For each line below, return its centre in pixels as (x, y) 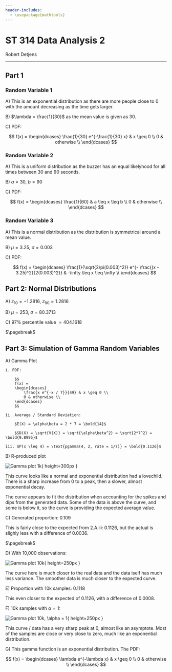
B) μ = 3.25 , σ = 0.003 (29, 247)
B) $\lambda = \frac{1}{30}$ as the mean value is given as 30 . (71, 117)
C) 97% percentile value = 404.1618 (44, 322)
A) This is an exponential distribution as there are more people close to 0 (82, 101)
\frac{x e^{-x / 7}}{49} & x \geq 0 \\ (66, 393)
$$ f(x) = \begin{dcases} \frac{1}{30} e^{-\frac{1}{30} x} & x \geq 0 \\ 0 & (86, 137)
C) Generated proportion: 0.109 (38, 518)
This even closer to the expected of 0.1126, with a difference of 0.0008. (80, 599)
